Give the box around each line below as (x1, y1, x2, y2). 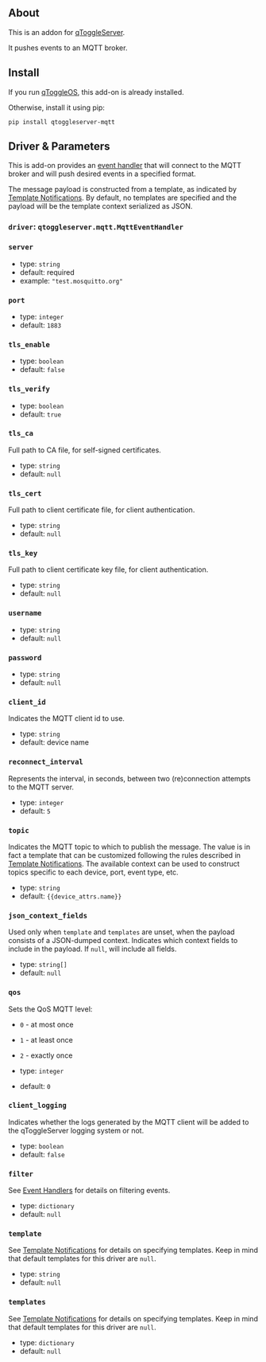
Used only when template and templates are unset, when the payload (8, 927, 236, 937)
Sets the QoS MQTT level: (8, 1004, 93, 1014)
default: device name (19, 738, 90, 747)
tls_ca (8, 429, 34, 438)
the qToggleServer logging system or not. (8, 1125, 145, 1135)
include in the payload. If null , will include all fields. (8, 944, 177, 954)
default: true (19, 409, 62, 419)
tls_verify (8, 385, 50, 393)
